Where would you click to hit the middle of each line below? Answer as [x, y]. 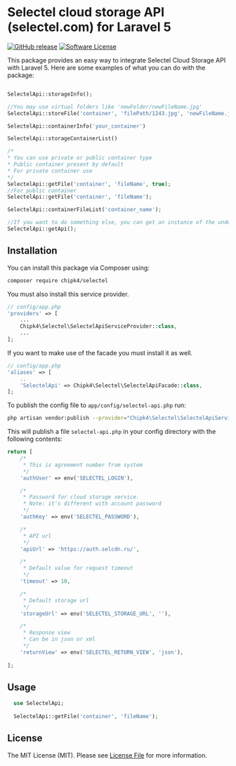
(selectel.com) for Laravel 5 [89, 27]
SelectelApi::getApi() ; [42, 229]
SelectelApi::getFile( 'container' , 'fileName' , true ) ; [89, 184]
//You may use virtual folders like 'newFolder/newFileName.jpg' [105, 107]
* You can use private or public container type [80, 158]
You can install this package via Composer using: [78, 268]
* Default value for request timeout [78, 568]
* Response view [47, 633]
